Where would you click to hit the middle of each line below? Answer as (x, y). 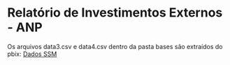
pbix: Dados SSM (32, 54)
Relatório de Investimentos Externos (115, 13)
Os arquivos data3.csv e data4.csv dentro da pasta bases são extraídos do (115, 46)
